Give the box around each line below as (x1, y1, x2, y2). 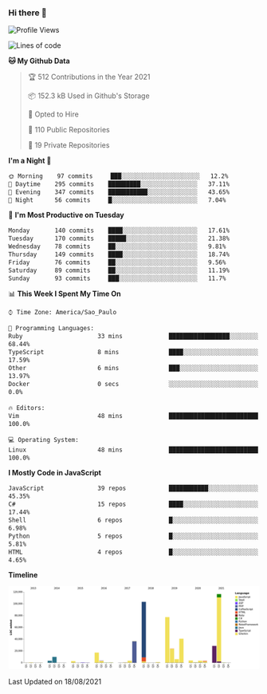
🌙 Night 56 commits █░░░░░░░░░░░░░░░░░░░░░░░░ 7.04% (8, 196, 226, 204)
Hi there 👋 (8, 7, 48, 18)
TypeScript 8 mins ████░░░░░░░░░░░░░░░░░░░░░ (8, 349, 259, 357)
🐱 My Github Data (8, 56, 70, 66)
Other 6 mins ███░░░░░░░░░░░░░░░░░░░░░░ (8, 365, 259, 373)
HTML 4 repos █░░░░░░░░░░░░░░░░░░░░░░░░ (8, 548, 259, 557)
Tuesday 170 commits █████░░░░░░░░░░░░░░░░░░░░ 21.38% (8, 235, 230, 243)
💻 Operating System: (8, 436, 80, 444)
